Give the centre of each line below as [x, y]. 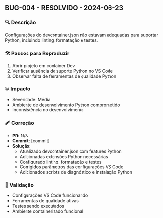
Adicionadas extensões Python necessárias [64, 156]
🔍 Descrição [21, 23]
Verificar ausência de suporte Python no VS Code [62, 71]
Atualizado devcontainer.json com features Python [70, 151]
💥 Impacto [18, 89]
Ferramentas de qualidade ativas [45, 200]
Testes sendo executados [38, 206]
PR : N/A [20, 136]
